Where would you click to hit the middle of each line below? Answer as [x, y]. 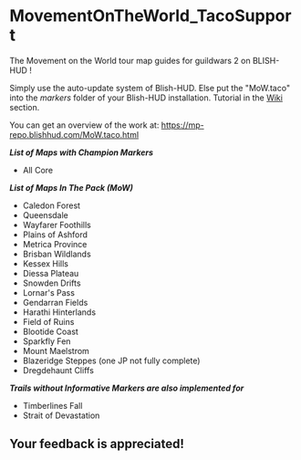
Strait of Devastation [61, 415]
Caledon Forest [51, 205]
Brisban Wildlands [57, 254]
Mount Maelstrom [56, 350]
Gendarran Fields [55, 302]
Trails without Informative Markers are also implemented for [127, 388]
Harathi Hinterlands [59, 312]
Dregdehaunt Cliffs [58, 370]
